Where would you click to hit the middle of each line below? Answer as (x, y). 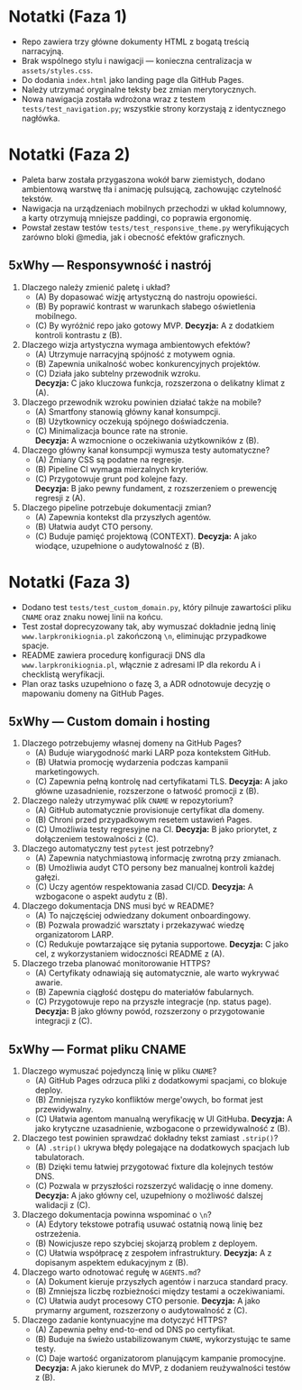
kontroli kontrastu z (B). (78, 334)
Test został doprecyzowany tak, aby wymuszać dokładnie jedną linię (149, 626)
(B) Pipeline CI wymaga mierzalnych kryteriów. (122, 469)
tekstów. (37, 198)
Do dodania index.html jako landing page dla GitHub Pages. (133, 79)
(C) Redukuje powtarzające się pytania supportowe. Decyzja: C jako (162, 945)
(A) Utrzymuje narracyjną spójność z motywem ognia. (135, 354)
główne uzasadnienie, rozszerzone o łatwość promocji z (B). (147, 791)
